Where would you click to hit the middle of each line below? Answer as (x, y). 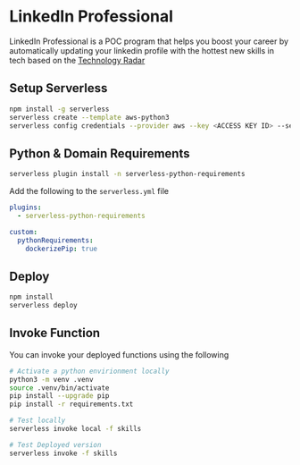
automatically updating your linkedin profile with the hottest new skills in (142, 50)
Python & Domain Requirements (100, 153)
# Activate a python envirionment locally (89, 371)
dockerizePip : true (62, 249)
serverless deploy (43, 306)
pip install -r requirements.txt (71, 404)
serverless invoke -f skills (63, 453)
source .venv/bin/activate (59, 388)
